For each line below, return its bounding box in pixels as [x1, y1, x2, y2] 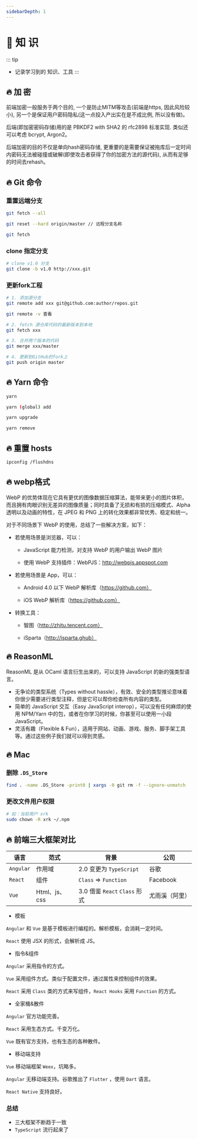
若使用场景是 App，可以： [14, 571, 78, 578]
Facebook [149, 876, 177, 884]
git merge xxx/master [6, 343, 60, 349]
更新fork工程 [6, 281, 43, 289]
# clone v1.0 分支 [6, 261, 49, 266]
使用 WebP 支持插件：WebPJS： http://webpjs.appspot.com [23, 559, 168, 566]
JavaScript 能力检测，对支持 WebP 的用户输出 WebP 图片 [23, 546, 163, 553]
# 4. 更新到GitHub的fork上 [6, 354, 68, 360]
